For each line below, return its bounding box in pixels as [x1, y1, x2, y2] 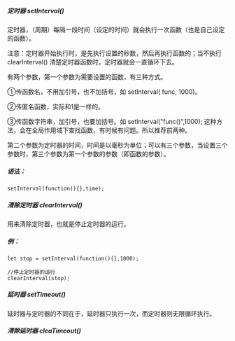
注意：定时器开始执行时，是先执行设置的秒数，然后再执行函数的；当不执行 [7, 49, 222, 57]
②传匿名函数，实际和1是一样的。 [7, 102, 105, 111]
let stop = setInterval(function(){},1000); [7, 255, 139, 262]
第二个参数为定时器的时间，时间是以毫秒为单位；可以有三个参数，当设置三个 [7, 141, 228, 149]
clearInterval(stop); [7, 274, 71, 281]
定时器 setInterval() [7, 6, 64, 15]
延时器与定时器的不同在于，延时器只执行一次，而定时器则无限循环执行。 [7, 309, 215, 318]
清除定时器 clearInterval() [7, 200, 83, 209]
